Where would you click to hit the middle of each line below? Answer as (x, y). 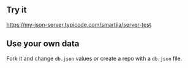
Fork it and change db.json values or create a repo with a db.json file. (94, 58)
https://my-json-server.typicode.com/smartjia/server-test (79, 24)
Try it (17, 10)
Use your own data (43, 44)
